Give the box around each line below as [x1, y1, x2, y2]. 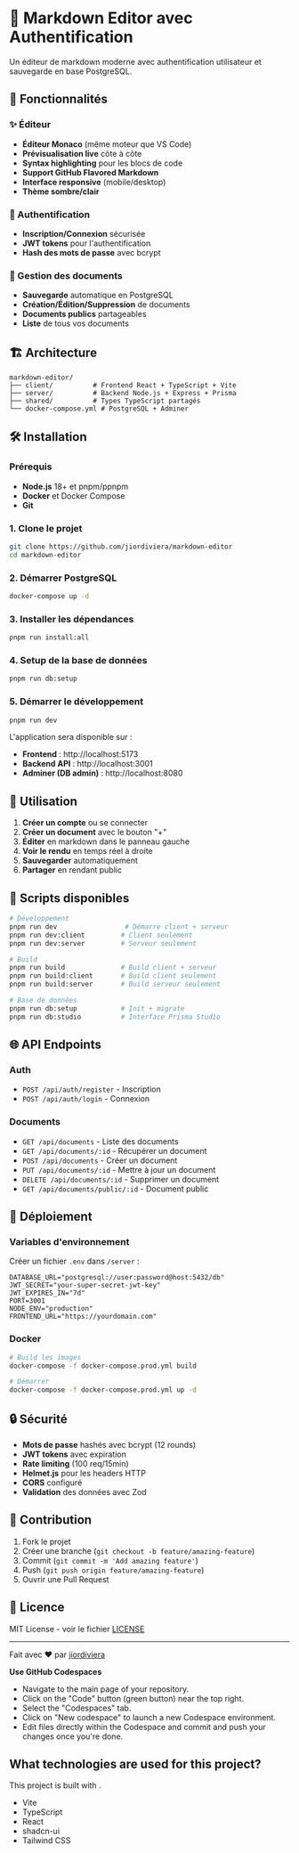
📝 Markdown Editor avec [9, 8, 193, 28]
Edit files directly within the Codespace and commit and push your [21, 1721, 266, 1732]
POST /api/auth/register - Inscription [21, 1084, 162, 1094]
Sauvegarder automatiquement [21, 855, 138, 866]
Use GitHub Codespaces [9, 1666, 102, 1677]
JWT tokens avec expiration [21, 1449, 126, 1459]
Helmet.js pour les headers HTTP [21, 1467, 147, 1478]
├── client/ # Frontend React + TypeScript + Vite [9, 381, 238, 390]
